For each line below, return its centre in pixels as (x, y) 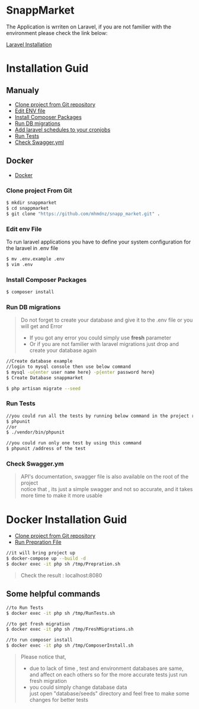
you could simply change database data (78, 687)
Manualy (23, 90)
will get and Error (41, 326)
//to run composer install (39, 640)
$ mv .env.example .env (36, 259)
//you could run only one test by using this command (74, 443)
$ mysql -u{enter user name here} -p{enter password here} (81, 372)
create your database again (63, 351)
